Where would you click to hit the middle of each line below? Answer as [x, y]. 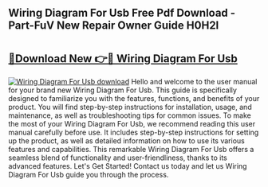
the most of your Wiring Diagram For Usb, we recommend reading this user [132, 124]
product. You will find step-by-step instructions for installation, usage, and [130, 107]
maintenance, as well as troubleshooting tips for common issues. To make [130, 115]
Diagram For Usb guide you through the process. [89, 175]
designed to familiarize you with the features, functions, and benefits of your [134, 98]
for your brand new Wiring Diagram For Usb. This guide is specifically [123, 90]
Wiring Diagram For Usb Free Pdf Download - [122, 13]
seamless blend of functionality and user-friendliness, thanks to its [118, 158]
